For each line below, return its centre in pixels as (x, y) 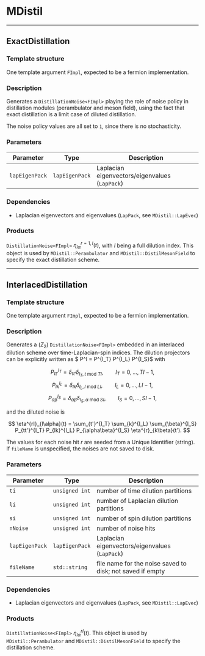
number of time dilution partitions (144, 491)
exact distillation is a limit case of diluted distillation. (71, 114)
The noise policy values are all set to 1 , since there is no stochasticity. (94, 126)
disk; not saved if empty (131, 571)
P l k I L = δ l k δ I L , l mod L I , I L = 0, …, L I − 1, (103, 386)
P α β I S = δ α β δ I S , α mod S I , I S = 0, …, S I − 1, (103, 398)
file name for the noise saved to (142, 563)
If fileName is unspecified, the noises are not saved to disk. (80, 449)
